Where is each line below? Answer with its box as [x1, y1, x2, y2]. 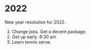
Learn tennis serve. [11, 39, 51, 45]
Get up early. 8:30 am [11, 34, 56, 40]
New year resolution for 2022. [4, 19, 66, 25]
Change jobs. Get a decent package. [11, 28, 87, 34]
